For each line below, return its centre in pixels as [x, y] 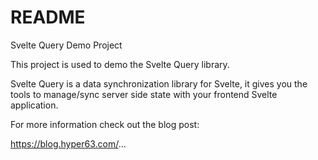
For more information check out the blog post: [105, 124]
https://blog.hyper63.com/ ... [68, 143]
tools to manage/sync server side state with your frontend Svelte [144, 94]
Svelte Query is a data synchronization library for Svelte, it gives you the [159, 83]
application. [34, 105]
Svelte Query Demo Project [66, 45]
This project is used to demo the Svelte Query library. [120, 64]
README [48, 17]
